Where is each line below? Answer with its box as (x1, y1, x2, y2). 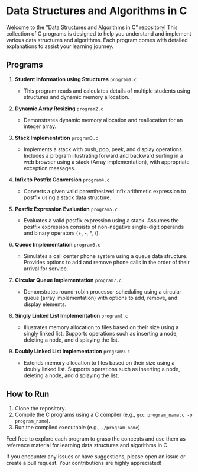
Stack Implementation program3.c (14, 134, 99, 141)
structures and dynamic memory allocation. (23, 93, 130, 100)
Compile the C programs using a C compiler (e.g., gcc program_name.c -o (14, 411, 193, 418)
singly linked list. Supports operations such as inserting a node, (23, 330, 178, 337)
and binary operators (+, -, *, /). (23, 229, 100, 237)
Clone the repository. (14, 404, 66, 412)
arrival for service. (23, 265, 69, 272)
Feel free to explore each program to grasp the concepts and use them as (6, 435, 186, 442)
